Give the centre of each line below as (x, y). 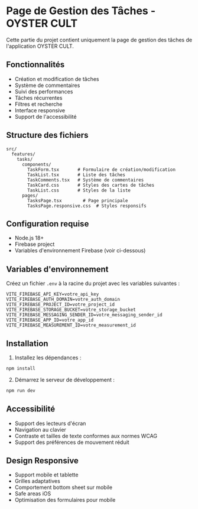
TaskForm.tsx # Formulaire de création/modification (102, 170)
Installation (27, 343)
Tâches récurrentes (38, 98)
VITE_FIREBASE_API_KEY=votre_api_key (53, 294)
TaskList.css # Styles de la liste (79, 190)
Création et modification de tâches (57, 79)
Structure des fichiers (47, 135)
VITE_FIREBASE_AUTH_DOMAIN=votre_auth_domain (63, 300)
